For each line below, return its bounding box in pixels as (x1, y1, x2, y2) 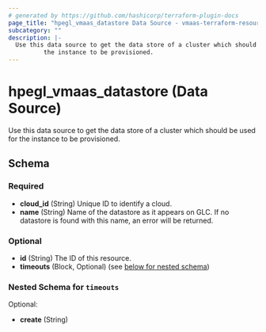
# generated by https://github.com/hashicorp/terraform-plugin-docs (8, 11, 239, 20)
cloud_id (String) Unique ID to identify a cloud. (19, 199, 173, 208)
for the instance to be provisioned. (8, 134, 120, 143)
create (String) (19, 315, 69, 325)
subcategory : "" (8, 26, 62, 34)
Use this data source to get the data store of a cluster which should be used (8, 125, 256, 135)
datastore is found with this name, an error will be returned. (19, 216, 214, 225)
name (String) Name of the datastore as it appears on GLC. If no (19, 207, 230, 216)
